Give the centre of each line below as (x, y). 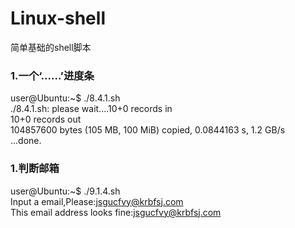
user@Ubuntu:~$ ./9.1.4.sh (65, 191)
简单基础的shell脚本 (51, 47)
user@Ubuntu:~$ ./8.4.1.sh (65, 98)
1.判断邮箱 (35, 169)
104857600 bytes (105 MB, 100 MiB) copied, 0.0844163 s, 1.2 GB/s (148, 130)
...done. (26, 141)
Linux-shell (58, 18)
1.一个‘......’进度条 (52, 75)
